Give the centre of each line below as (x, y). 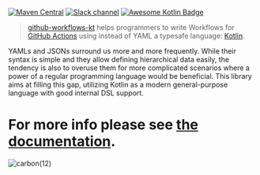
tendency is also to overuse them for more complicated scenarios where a (129, 68)
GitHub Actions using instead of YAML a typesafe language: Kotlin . (136, 36)
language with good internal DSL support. (76, 93)
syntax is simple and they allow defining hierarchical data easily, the (119, 60)
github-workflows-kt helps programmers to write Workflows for (131, 27)
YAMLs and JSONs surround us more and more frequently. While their (122, 51)
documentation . (62, 141)
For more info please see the (104, 125)
